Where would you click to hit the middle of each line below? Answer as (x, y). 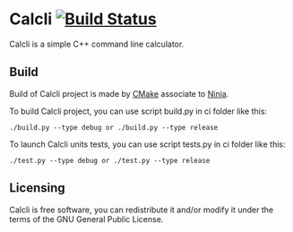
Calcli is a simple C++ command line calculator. (97, 44)
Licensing (37, 188)
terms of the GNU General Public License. (86, 219)
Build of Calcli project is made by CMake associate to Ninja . (119, 93)
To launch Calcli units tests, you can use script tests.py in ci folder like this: (147, 144)
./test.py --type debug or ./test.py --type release (110, 160)
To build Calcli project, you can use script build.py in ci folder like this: (138, 111)
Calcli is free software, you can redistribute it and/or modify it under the (142, 210)
